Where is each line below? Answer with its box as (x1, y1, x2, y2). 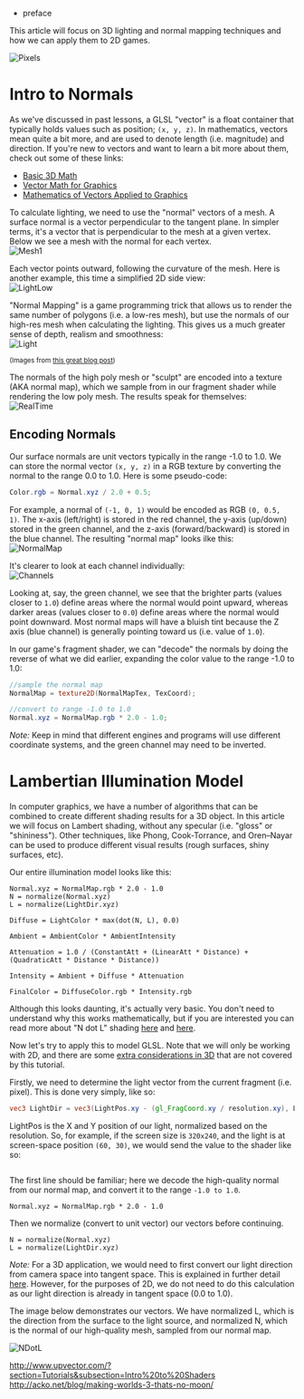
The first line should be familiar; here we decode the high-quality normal (9, 1174, 280, 1185)
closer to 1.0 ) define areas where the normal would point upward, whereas (9, 597, 289, 608)
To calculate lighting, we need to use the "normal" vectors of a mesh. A (9, 207, 275, 217)
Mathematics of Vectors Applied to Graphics (22, 189, 188, 200)
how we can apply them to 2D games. (9, 35, 151, 45)
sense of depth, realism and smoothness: (9, 328, 164, 339)
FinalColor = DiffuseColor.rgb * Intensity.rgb (9, 988, 193, 997)
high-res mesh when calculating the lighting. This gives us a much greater (9, 319, 286, 330)
